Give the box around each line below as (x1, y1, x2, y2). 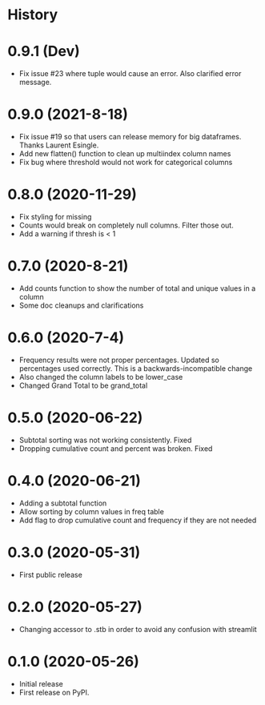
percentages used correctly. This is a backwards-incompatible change (18, 363, 253, 373)
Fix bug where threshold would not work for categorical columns (18, 158, 233, 167)
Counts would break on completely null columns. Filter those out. (18, 220, 234, 230)
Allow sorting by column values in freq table (18, 506, 165, 516)
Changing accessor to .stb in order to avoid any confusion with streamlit (18, 624, 257, 634)
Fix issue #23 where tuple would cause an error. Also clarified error (18, 69, 242, 79)
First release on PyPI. (18, 687, 90, 697)
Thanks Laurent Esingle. (18, 140, 99, 150)
